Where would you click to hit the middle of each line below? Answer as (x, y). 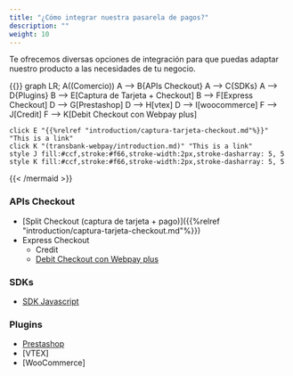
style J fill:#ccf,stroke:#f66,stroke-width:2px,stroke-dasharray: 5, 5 (147, 154)
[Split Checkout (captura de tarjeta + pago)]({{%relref (121, 221)
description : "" (39, 26)
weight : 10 (29, 34)
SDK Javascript (50, 301)
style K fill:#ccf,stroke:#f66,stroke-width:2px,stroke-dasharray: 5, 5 (147, 162)
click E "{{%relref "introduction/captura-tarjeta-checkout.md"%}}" (139, 131)
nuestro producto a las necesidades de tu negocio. (102, 69)
